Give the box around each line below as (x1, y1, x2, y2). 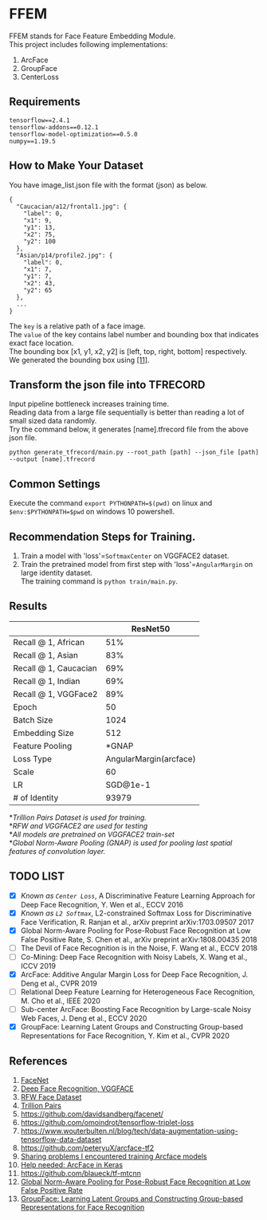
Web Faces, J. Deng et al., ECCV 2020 (20, 1013, 147, 1023)
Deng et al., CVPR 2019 (20, 978, 98, 988)
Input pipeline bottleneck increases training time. (9, 399, 170, 409)
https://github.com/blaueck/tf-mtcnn (20, 1169, 142, 1178)
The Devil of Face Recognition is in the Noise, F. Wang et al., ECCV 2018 (20, 943, 258, 953)
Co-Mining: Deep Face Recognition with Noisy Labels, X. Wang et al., (20, 952, 248, 962)
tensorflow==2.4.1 (9, 116, 70, 124)
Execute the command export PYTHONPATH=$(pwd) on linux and (9, 498, 213, 508)
